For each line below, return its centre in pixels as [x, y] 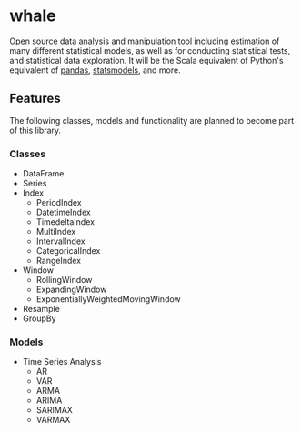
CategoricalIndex [68, 251]
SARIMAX [54, 410]
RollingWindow [64, 280]
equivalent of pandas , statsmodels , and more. [95, 70]
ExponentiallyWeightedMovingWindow [109, 299]
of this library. [35, 130]
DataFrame [43, 174]
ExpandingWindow [71, 290]
